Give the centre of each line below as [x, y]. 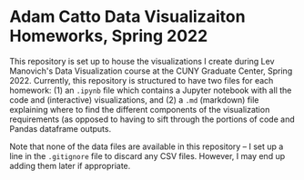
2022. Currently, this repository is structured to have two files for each [142, 80]
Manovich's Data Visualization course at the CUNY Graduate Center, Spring [151, 71]
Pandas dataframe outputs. [61, 128]
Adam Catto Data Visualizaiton [127, 17]
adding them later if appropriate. [70, 165]
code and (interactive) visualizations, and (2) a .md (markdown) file [134, 100]
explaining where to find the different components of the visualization [140, 109]
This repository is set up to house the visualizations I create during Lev [142, 61]
